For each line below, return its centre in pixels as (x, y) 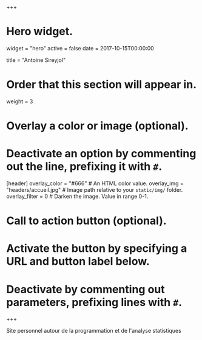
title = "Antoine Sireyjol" (36, 60)
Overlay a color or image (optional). (98, 126)
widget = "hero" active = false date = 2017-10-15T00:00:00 (80, 48)
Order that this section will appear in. (102, 85)
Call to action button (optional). (86, 221)
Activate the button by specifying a (97, 249)
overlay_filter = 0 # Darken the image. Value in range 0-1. (77, 196)
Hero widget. (40, 32)
